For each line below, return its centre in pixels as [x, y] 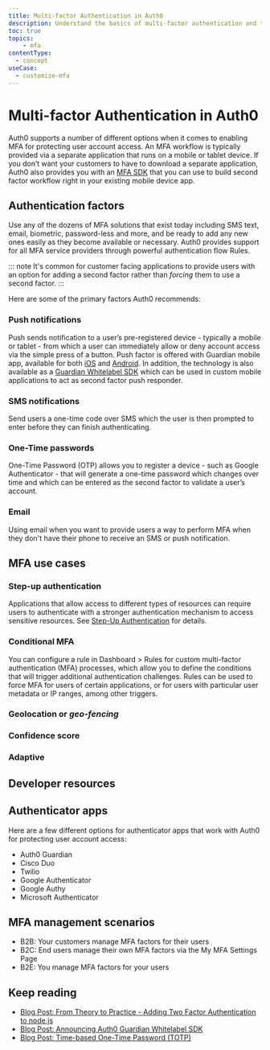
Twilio [30, 871]
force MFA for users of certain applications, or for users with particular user [133, 685]
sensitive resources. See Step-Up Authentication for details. [108, 621]
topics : [21, 38]
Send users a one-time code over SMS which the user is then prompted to [131, 418]
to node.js [37, 1021]
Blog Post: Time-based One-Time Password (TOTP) [105, 1038]
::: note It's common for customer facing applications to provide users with [132, 266]
